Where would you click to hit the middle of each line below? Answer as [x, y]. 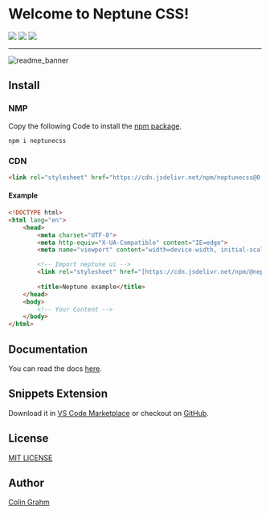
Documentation [48, 349]
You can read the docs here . [55, 368]
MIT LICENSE [31, 458]
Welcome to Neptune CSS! [99, 14]
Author [26, 483]
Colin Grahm [29, 502]
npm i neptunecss [37, 141]
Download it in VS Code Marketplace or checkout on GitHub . [108, 413]
